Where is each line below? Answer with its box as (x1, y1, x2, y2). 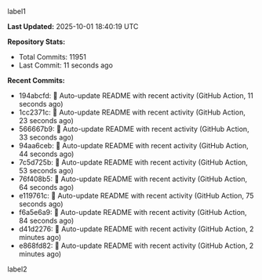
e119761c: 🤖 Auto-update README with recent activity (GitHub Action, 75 (18, 191, 254, 200)
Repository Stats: (7, 37, 66, 46)
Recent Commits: (7, 76, 65, 85)
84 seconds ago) (18, 216, 75, 225)
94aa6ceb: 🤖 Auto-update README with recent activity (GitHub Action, (18, 141, 249, 150)
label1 (7, 7, 27, 16)
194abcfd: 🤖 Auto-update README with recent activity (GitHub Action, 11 (18, 91, 254, 100)
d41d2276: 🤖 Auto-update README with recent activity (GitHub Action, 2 (18, 224, 254, 234)
